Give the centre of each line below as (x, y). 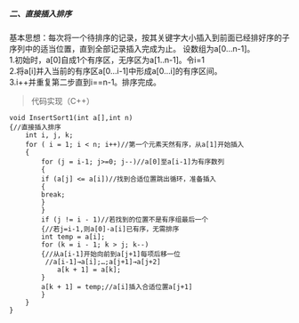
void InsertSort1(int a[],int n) (71, 117)
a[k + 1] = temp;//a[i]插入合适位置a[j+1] (117, 287)
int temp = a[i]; (73, 237)
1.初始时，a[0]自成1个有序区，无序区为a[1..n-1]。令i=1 (107, 60)
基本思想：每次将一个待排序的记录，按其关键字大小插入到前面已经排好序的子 (149, 37)
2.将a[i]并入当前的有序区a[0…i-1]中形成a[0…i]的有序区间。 (116, 70)
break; (53, 194)
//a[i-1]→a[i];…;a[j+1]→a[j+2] (103, 262)
